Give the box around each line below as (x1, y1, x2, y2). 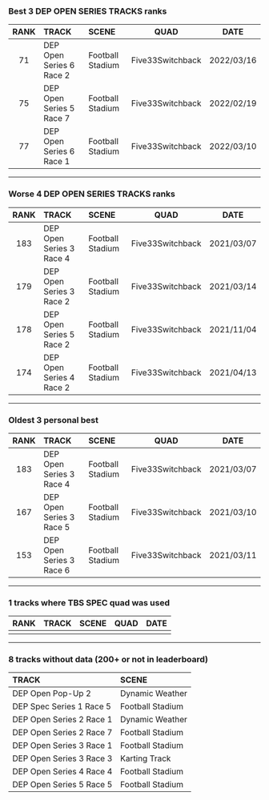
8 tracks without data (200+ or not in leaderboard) (8, 654, 208, 665)
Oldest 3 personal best (8, 414, 98, 425)
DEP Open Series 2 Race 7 (12, 727, 113, 738)
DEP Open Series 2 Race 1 (12, 714, 113, 726)
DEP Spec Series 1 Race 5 (12, 701, 112, 712)
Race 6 (43, 565, 70, 576)
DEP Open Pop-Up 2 (12, 688, 92, 699)
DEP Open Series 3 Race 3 (12, 753, 113, 764)
